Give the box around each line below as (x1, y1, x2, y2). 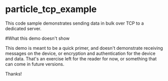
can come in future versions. (5, 61, 64, 67)
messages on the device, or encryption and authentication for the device (5, 50, 155, 56)
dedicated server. (5, 25, 42, 31)
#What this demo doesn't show (5, 35, 70, 41)
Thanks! (5, 70, 22, 76)
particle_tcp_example (5, 4, 97, 15)
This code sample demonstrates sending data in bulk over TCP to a (5, 20, 144, 26)
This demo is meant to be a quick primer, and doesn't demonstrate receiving (5, 45, 163, 51)
